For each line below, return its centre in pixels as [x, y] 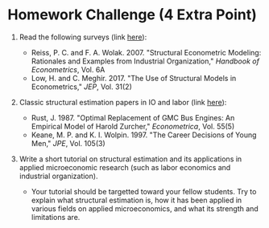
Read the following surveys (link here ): [83, 37]
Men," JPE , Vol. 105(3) [68, 143]
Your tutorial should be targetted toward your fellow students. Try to [144, 191]
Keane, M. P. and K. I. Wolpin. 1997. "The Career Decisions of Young [144, 135]
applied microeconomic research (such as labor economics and [125, 167]
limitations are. [56, 217]
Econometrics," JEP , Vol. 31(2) [81, 87]
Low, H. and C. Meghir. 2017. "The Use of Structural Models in [134, 78]
